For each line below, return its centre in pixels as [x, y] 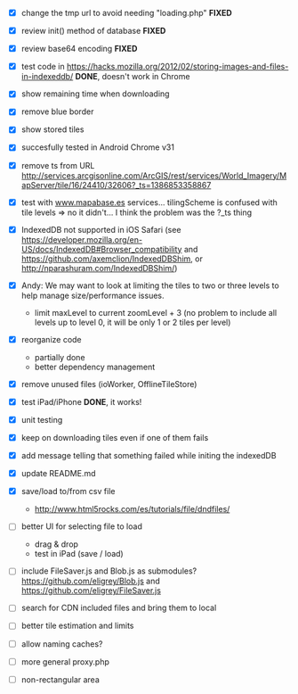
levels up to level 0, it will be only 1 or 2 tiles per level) [133, 322]
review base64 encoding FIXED [79, 49]
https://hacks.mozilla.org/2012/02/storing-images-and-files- [177, 67]
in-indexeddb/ [47, 77]
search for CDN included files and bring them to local [119, 608]
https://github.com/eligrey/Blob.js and [91, 581]
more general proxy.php [65, 661]
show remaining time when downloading [95, 94]
